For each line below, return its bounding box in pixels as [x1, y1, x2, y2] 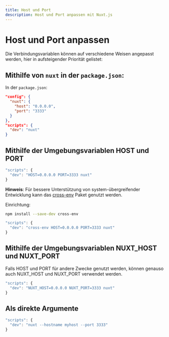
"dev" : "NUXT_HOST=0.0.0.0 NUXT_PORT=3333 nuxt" [10, 285, 115, 290]
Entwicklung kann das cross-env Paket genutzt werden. [5, 192, 123, 198]
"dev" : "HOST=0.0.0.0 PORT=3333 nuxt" [10, 172, 93, 177]
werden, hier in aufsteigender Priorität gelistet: [5, 56, 103, 63]
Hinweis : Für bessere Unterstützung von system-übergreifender [5, 186, 140, 192]
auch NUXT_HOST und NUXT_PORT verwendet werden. [5, 270, 123, 277]
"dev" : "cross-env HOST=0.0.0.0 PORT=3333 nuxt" [10, 225, 115, 230]
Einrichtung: [5, 201, 31, 207]
